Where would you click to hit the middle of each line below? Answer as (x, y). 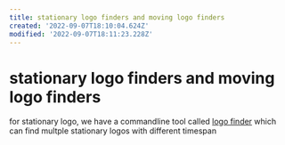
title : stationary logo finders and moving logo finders (117, 17)
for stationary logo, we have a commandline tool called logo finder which (143, 122)
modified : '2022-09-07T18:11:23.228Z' (81, 34)
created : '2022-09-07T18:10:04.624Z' (79, 26)
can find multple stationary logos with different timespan (113, 131)
